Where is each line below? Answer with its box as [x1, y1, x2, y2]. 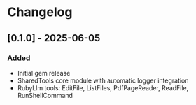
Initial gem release [17, 69, 71, 77]
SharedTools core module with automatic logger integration [17, 76, 189, 85]
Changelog [7, 4, 73, 20]
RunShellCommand [17, 91, 73, 99]
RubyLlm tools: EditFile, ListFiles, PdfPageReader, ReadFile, [17, 83, 189, 92]
